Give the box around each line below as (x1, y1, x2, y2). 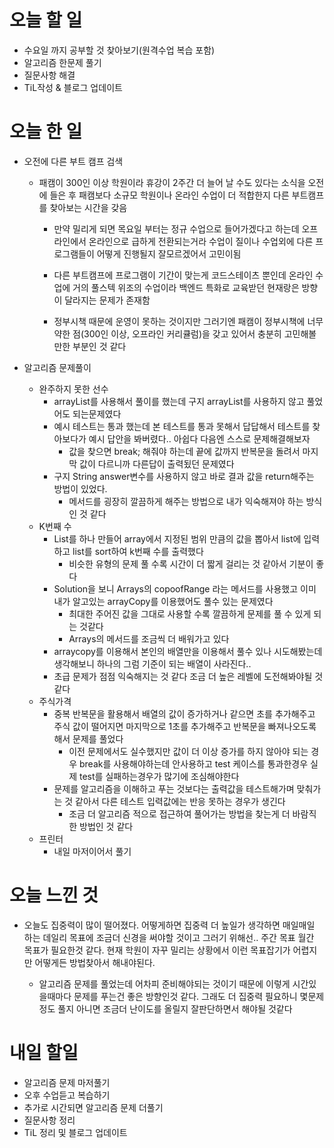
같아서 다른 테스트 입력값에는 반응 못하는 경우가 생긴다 (75, 795, 286, 807)
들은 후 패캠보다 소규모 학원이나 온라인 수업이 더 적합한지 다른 (49, 189, 290, 201)
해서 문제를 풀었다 (53, 732, 124, 745)
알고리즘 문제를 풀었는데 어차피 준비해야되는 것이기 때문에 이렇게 (38, 977, 291, 990)
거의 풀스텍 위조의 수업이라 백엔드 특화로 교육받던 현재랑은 (72, 281, 300, 293)
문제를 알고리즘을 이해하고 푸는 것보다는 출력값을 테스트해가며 (53, 782, 295, 795)
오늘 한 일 (9, 121, 83, 143)
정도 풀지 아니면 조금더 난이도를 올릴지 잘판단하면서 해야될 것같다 (38, 1002, 293, 1015)
